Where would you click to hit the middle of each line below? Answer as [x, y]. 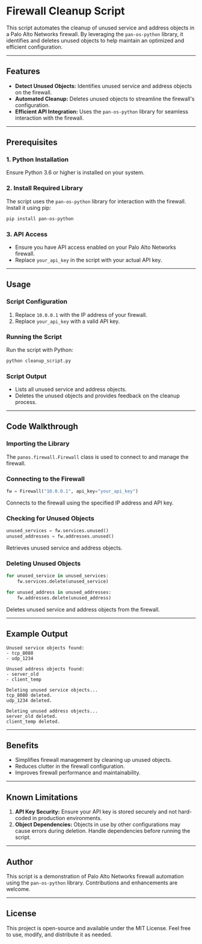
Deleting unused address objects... [52, 711]
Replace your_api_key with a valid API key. [67, 321]
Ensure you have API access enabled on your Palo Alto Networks [95, 247]
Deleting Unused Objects [44, 563]
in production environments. [67, 818]
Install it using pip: [29, 207]
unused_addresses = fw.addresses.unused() [60, 536]
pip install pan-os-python [40, 219]
